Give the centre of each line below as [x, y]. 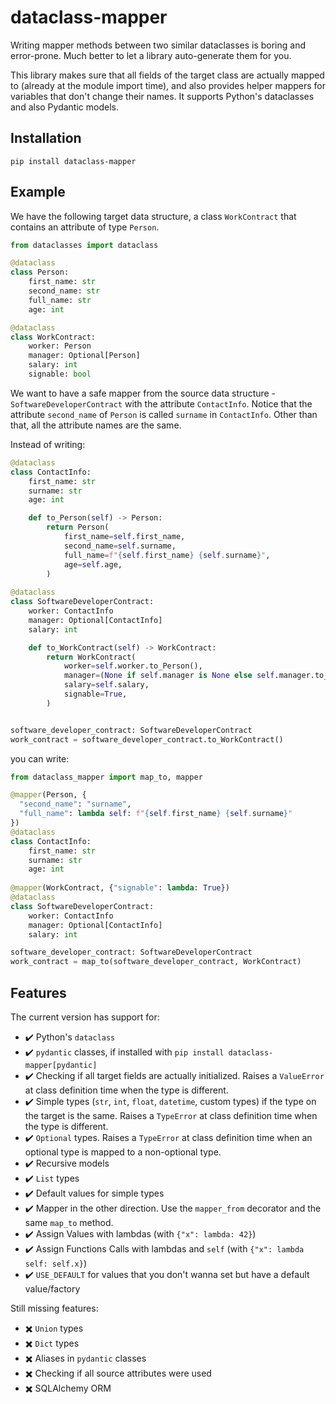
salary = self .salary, [106, 685]
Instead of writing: [48, 444]
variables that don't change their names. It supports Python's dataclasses [162, 96]
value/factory [52, 1289]
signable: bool [60, 374]
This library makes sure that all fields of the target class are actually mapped [167, 75]
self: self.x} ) [55, 1263]
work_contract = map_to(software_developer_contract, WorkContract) [156, 962]
